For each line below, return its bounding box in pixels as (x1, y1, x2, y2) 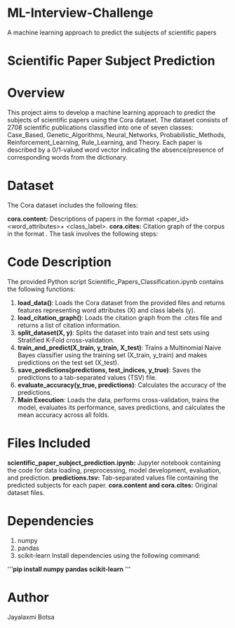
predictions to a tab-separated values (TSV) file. (17, 373, 157, 381)
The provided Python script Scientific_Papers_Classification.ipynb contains (7, 277, 224, 286)
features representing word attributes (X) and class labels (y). (17, 306, 196, 314)
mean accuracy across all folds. (17, 410, 110, 419)
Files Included (7, 435, 91, 451)
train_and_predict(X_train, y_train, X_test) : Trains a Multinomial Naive (17, 343, 222, 352)
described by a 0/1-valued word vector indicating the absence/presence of (7, 146, 224, 154)
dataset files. (7, 488, 45, 496)
